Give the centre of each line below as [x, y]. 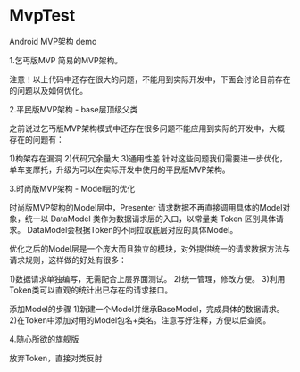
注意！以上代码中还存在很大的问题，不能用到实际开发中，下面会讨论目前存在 [150, 79]
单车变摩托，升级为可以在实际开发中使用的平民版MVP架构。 [120, 169]
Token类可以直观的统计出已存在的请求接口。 [91, 290]
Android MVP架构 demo [53, 41]
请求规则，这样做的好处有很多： [68, 260]
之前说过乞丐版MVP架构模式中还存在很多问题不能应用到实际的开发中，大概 [147, 128]
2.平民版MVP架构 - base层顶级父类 [74, 109]
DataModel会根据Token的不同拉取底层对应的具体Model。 [132, 229]
